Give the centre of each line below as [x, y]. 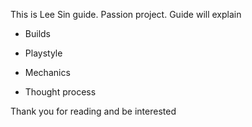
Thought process [60, 92]
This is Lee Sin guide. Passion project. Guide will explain [126, 14]
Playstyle [43, 53]
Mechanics [47, 72]
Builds [37, 33]
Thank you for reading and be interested [93, 111]
